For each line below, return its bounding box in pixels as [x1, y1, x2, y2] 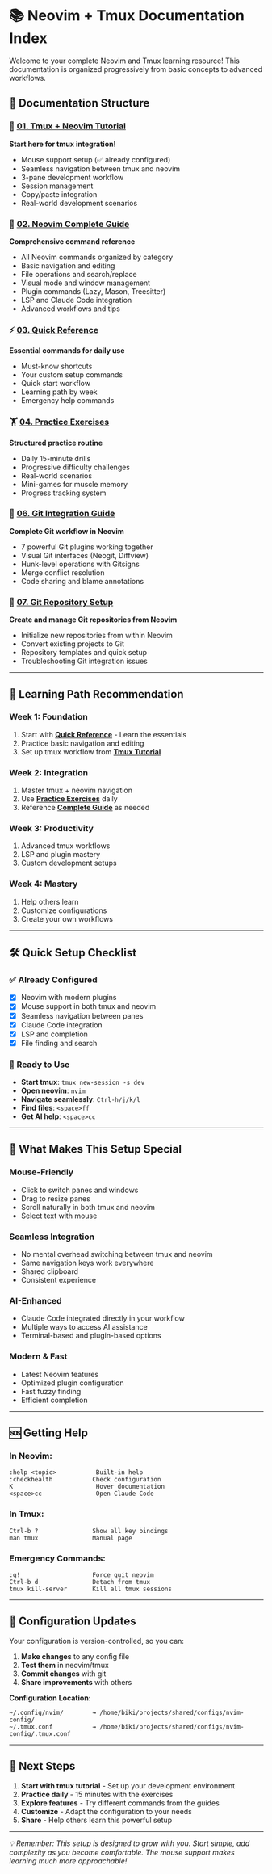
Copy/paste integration [20, 189, 98, 199]
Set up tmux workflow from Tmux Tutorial [20, 746, 161, 756]
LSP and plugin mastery [20, 850, 101, 859]
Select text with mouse [20, 1211, 98, 1221]
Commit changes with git [20, 1669, 107, 1679]
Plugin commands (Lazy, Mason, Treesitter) [20, 286, 166, 296]
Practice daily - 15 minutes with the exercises [20, 1789, 174, 1799]
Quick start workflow [20, 379, 91, 389]
